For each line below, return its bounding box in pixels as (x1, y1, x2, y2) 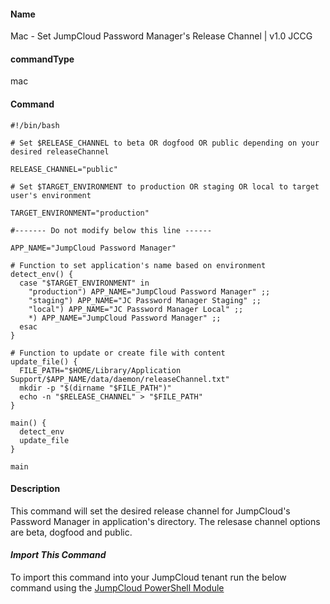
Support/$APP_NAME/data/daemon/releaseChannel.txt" (10, 374, 230, 384)
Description (10, 483, 61, 495)
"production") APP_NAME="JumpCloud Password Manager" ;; (28, 286, 271, 297)
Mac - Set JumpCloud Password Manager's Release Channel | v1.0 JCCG (10, 30, 313, 42)
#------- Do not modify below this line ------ (10, 225, 213, 235)
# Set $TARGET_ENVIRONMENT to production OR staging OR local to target (10, 181, 320, 192)
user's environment (10, 190, 92, 200)
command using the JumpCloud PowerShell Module (10, 582, 225, 594)
